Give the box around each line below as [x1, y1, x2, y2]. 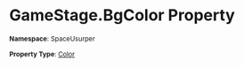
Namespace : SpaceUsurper [9, 34, 95, 43]
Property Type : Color [9, 49, 76, 58]
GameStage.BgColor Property [9, 5, 236, 26]
